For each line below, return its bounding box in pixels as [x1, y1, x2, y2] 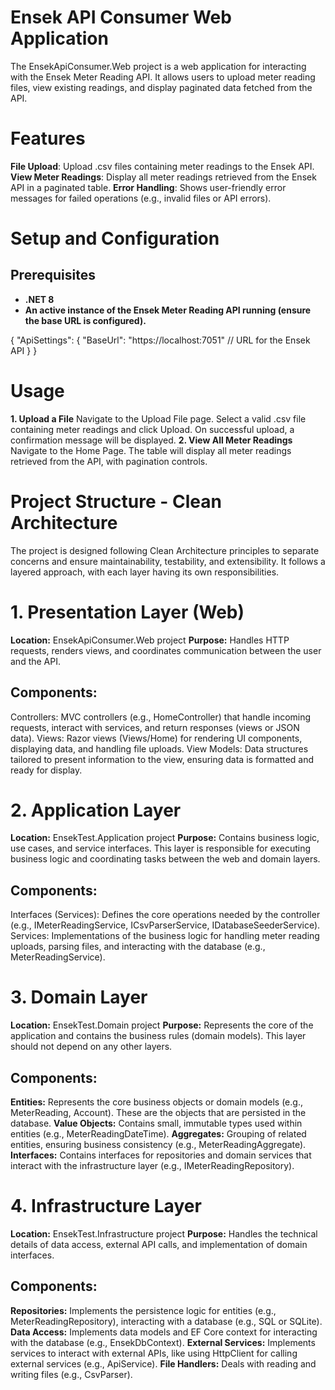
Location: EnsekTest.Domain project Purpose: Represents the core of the [10, 1019, 314, 1031]
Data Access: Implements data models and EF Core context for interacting [10, 1326, 318, 1338]
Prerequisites [10, 267, 96, 284]
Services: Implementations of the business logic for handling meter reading [10, 930, 320, 942]
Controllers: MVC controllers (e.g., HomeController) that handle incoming [10, 711, 312, 723]
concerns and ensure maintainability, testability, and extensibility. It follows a [10, 555, 326, 567]
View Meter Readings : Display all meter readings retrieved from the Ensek [10, 171, 317, 183]
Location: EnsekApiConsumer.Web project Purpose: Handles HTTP [10, 634, 290, 646]
